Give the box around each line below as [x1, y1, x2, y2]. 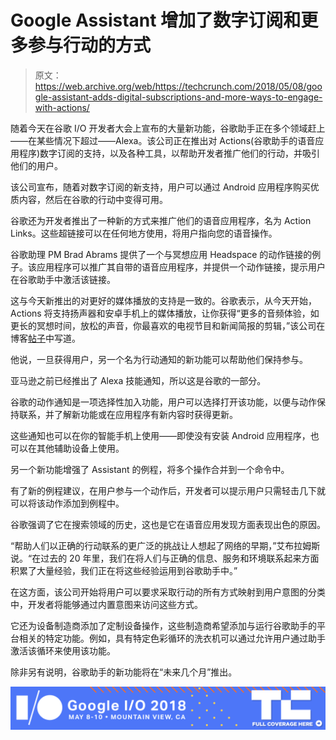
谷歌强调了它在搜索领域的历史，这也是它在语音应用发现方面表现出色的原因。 [10, 518, 326, 530]
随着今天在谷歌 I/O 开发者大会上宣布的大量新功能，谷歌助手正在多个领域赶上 [10, 122, 326, 134]
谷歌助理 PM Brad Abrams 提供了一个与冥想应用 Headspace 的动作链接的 [10, 248, 313, 260]
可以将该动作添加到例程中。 [10, 497, 125, 509]
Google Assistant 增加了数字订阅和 [10, 9, 302, 32]
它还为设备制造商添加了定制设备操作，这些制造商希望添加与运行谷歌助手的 [10, 619, 317, 631]
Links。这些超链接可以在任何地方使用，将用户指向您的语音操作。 [10, 227, 278, 239]
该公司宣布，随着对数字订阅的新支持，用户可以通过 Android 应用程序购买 [10, 181, 311, 193]
